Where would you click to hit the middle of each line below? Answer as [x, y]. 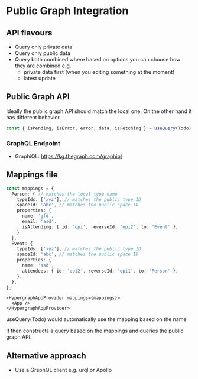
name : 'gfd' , [38, 216]
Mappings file [32, 175]
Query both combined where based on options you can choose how [98, 59]
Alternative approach [46, 356]
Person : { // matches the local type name [64, 194]
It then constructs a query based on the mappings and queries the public [95, 331]
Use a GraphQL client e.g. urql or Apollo [63, 370]
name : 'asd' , [38, 265]
